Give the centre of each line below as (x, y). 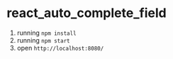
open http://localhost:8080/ (60, 48)
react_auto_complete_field (87, 13)
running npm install (46, 33)
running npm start (43, 40)
